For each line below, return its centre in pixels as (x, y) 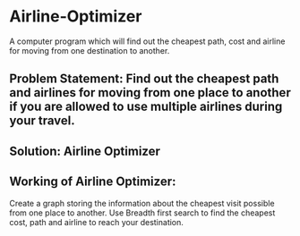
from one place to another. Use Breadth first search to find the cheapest (142, 213)
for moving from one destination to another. (90, 50)
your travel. (42, 121)
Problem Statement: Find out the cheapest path (144, 79)
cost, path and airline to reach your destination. (96, 222)
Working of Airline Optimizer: (93, 182)
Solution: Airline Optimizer (85, 151)
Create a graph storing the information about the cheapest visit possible (142, 203)
